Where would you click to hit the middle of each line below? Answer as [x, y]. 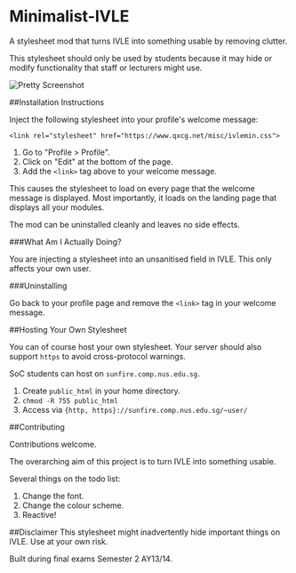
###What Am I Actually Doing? [65, 241]
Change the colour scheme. [73, 505]
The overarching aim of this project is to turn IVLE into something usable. [143, 461]
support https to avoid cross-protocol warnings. [98, 356]
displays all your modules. [57, 207]
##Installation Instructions [57, 102]
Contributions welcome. [53, 444]
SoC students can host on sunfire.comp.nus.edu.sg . [104, 373]
